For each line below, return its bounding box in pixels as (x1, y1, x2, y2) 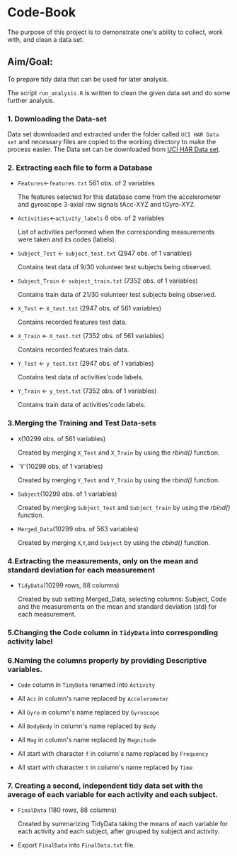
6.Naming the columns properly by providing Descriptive (7, 655, 207, 665)
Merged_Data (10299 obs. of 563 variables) (17, 524, 139, 533)
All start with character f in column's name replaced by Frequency (17, 749, 209, 758)
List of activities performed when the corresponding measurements (17, 228, 215, 237)
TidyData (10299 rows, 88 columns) (17, 580, 120, 590)
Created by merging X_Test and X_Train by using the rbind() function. (17, 448, 221, 457)
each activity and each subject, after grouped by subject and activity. (17, 827, 220, 835)
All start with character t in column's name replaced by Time (17, 763, 193, 771)
